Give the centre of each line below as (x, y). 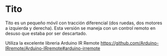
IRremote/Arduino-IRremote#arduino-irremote (53, 48)
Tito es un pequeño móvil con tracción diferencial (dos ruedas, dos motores (84, 23)
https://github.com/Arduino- (130, 43)
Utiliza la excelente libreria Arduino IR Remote (52, 43)
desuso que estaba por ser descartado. (46, 33)
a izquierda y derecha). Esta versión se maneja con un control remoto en (80, 28)
